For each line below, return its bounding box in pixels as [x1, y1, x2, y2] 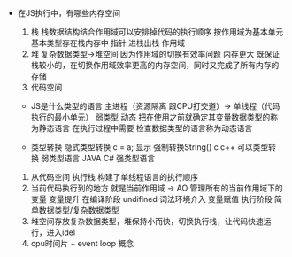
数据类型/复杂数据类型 [38, 205, 119, 215]
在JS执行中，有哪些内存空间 [17, 8, 121, 18]
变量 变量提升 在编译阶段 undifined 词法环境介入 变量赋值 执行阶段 [30, 194, 273, 204]
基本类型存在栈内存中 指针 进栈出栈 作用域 [30, 38, 186, 48]
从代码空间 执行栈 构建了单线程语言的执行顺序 [30, 172, 199, 182]
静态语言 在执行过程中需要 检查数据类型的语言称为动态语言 [38, 123, 253, 133]
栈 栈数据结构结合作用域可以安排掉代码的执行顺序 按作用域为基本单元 [30, 27, 284, 37]
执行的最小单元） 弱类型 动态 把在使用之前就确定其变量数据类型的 [30, 112, 271, 122]
